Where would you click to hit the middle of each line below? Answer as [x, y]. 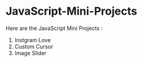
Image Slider [31, 53]
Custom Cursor [34, 46]
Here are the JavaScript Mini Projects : [54, 28]
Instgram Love [33, 40]
